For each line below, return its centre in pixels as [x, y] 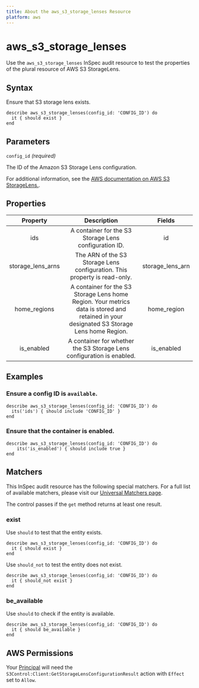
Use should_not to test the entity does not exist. [64, 565]
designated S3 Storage [101, 324]
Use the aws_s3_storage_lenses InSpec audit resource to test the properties [98, 63]
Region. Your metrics [101, 301]
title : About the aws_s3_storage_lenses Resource [69, 12]
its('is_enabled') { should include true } [71, 448]
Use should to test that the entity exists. [54, 532]
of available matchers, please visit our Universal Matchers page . [84, 492]
